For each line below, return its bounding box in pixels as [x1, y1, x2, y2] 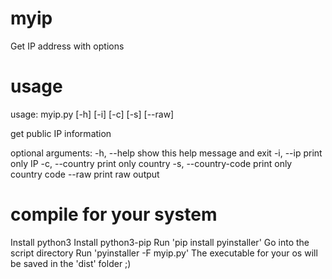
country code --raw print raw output [10, 168, 160, 180]
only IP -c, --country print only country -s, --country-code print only [10, 157, 293, 169]
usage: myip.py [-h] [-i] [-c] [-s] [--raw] [10, 108, 175, 120]
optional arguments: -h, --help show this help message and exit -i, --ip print [10, 147, 323, 159]
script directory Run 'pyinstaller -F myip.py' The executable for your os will [10, 247, 318, 259]
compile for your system [10, 203, 218, 226]
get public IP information [10, 127, 112, 139]
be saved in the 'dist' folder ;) [10, 257, 132, 269]
